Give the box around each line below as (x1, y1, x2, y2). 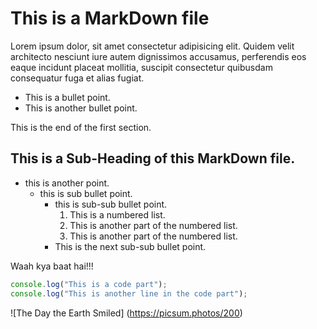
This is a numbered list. (69, 208, 166, 221)
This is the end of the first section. (10, 121, 152, 133)
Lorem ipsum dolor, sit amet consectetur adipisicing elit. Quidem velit (10, 40, 295, 52)
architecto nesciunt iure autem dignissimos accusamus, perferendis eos (10, 50, 307, 62)
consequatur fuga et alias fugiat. (10, 72, 145, 84)
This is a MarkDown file (10, 7, 210, 30)
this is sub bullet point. (39, 187, 133, 199)
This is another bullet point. (24, 102, 138, 114)
